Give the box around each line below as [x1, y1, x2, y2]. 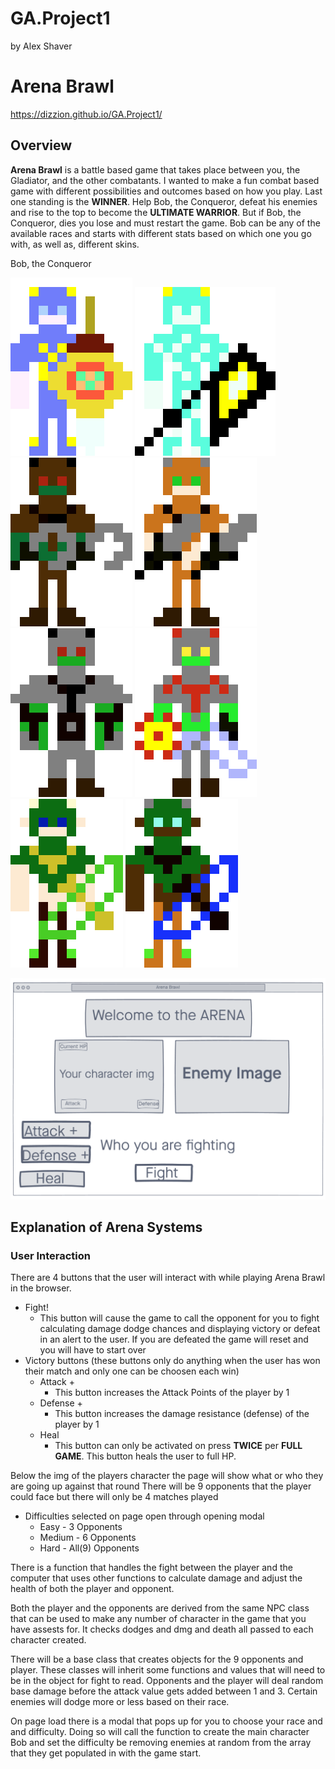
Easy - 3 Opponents [39, 1521, 123, 1533]
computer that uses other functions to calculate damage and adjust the [10, 1572, 303, 1584]
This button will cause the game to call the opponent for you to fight [39, 1312, 320, 1324]
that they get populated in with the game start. [10, 1747, 202, 1759]
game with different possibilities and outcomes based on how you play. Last [10, 185, 323, 197]
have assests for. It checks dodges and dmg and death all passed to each [10, 1623, 314, 1636]
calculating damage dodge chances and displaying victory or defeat [39, 1323, 321, 1335]
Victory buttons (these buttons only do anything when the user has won [24, 1355, 321, 1367]
